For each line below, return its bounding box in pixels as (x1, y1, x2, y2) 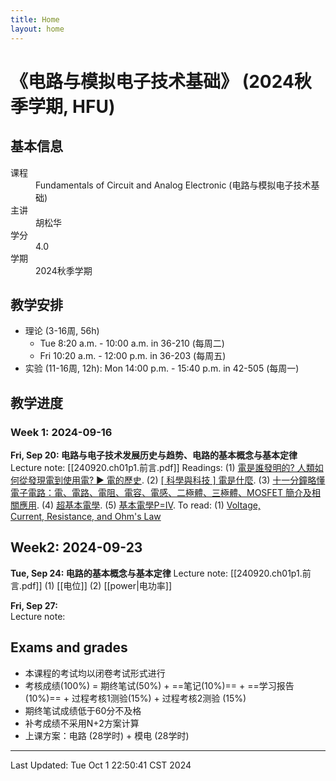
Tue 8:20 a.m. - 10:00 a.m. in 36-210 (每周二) (39, 337, 225, 350)
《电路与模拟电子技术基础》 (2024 (10, 70, 295, 93)
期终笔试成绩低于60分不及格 (24, 704, 142, 716)
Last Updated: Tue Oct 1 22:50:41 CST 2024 (10, 759, 192, 771)
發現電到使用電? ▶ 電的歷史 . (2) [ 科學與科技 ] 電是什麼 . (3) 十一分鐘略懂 (27, 474, 326, 486)
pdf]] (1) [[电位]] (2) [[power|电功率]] (21, 579, 173, 591)
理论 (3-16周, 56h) (24, 325, 100, 337)
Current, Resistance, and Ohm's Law (10, 511, 162, 522)
